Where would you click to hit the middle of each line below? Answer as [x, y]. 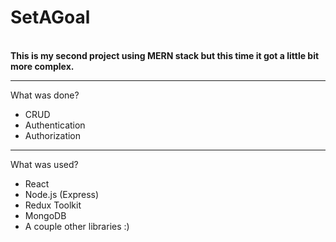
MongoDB [45, 215]
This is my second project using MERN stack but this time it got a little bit [165, 55]
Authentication [55, 125]
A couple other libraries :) [77, 226]
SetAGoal [50, 17]
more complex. [42, 66]
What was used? [44, 164]
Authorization [53, 135]
